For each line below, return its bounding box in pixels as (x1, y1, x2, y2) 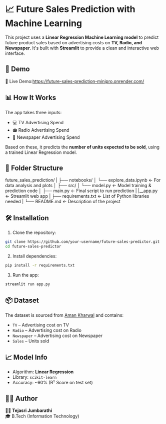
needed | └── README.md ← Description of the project (5, 199, 121, 205)
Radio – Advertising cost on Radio (12, 327, 81, 333)
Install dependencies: (12, 253, 57, 259)
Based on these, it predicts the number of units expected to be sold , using (5, 144, 160, 150)
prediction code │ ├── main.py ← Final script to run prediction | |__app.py (5, 188, 158, 194)
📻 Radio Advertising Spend (12, 127, 69, 133)
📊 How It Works (5, 94, 56, 102)
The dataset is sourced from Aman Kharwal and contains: (5, 312, 124, 318)
